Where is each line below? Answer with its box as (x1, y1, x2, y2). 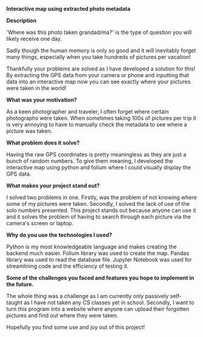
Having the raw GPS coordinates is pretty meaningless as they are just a (6, 151, 187, 158)
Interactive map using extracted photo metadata (6, 5, 131, 12)
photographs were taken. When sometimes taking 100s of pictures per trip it (6, 115, 196, 121)
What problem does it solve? (6, 139, 80, 146)
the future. (6, 281, 35, 288)
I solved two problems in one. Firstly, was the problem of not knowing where (6, 194, 197, 201)
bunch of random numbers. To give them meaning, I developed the (6, 157, 173, 165)
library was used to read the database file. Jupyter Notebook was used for (6, 256, 192, 263)
